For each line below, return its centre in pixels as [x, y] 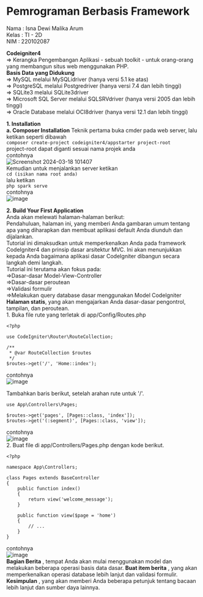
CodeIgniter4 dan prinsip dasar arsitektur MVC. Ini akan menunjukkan [94, 249]
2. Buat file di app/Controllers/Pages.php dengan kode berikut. [85, 445]
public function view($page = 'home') [67, 515]
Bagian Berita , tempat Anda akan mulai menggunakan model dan [89, 561]
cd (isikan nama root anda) [42, 174]
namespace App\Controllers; [42, 467]
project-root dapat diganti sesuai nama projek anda [71, 148]
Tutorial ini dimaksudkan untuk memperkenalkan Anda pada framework [96, 243]
